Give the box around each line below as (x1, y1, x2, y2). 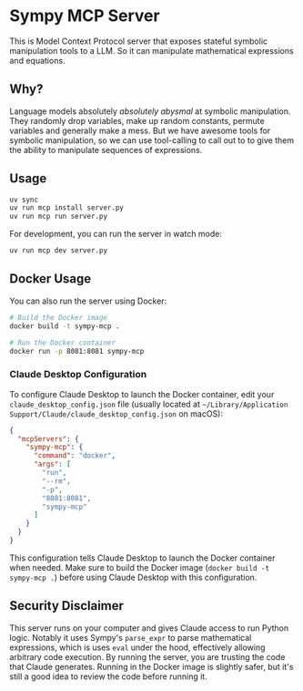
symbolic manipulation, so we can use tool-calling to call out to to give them (9, 134, 294, 146)
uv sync (9, 195, 39, 204)
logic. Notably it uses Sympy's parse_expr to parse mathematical (9, 632, 252, 643)
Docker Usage (9, 271, 92, 287)
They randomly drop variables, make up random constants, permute (9, 115, 266, 126)
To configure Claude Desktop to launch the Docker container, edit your (9, 388, 275, 399)
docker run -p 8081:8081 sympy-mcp (9, 346, 145, 356)
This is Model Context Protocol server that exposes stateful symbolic (9, 36, 268, 46)
